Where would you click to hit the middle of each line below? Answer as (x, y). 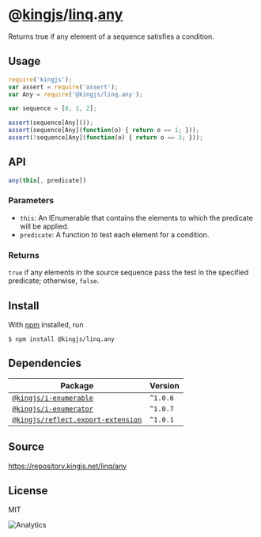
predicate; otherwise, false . (54, 281)
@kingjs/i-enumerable (53, 398)
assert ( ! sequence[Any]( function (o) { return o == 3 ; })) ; (106, 138)
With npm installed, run (46, 324)
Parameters (31, 201)
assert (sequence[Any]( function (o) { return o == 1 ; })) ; (104, 130)
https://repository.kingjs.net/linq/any (68, 466)
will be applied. (44, 226)
